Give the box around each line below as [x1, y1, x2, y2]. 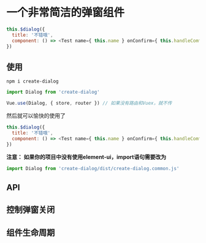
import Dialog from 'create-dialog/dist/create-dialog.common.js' [6, 165, 180, 171]
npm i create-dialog [6, 78, 59, 84]
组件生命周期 [6, 227, 55, 237]
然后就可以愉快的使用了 [6, 112, 66, 119]
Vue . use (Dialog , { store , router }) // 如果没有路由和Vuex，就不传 [6, 100, 172, 107]
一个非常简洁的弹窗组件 [6, 6, 125, 20]
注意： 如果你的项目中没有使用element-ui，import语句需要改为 [6, 153, 167, 160]
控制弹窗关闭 [6, 204, 55, 215]
